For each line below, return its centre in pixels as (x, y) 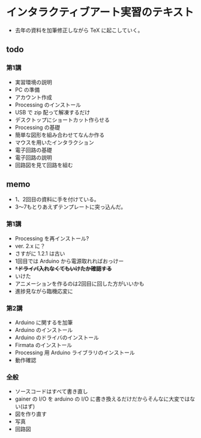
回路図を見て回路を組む (44, 165)
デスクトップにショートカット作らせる (62, 120)
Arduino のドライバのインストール (57, 337)
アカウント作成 (33, 97)
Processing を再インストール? (52, 238)
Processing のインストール (48, 105)
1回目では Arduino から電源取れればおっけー (69, 261)
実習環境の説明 (33, 82)
